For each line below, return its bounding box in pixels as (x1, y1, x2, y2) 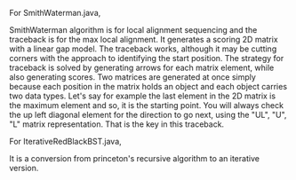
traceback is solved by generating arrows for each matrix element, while (9, 62, 275, 73)
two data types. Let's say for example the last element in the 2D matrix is (9, 90, 276, 101)
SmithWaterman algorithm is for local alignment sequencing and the (9, 25, 258, 35)
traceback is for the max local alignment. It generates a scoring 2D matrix (9, 35, 278, 44)
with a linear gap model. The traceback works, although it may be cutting (9, 43, 277, 54)
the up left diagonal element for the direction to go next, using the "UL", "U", (9, 110, 287, 120)
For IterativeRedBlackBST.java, (9, 137, 122, 146)
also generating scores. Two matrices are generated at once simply (9, 72, 256, 82)
